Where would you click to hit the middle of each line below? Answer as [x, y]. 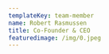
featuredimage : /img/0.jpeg [55, 38]
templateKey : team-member [51, 15]
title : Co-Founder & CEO [49, 30]
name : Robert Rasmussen [48, 23]
